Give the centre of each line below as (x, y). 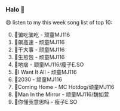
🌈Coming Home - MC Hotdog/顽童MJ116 (64, 87)
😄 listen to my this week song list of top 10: (59, 23)
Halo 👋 (15, 10)
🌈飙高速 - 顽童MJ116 (39, 42)
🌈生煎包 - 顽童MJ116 (39, 57)
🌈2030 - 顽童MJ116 (38, 79)
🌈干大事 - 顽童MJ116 (39, 50)
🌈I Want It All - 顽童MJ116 (45, 72)
